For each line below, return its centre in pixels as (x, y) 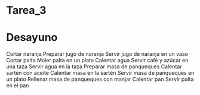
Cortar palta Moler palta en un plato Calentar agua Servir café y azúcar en (97, 61)
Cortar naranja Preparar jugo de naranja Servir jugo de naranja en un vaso (97, 54)
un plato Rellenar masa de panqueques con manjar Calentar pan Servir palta (100, 79)
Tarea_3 (26, 10)
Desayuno (32, 38)
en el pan (18, 85)
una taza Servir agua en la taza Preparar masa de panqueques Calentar (94, 66)
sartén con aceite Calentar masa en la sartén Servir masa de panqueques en (100, 73)
